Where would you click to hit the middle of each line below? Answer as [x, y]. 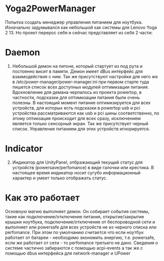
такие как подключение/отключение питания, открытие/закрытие [75, 216]
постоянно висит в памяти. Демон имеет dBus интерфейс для [78, 71]
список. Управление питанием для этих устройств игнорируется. [81, 129]
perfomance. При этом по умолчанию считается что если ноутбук [74, 232]
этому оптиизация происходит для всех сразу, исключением [76, 118]
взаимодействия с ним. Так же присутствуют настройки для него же [85, 76]
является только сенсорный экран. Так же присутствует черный [80, 123]
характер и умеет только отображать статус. [60, 178]
